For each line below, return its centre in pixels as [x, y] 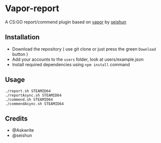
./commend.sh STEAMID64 [29, 99]
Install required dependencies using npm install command [71, 64]
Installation [22, 37]
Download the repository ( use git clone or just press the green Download [84, 49]
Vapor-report [32, 9]
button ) [20, 54]
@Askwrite [23, 130]
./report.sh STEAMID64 [28, 91]
